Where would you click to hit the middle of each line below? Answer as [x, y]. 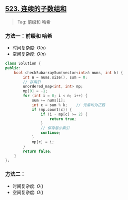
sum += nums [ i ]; [48, 100]
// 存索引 [32, 82]
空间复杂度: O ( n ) [29, 54]
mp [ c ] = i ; [43, 142]
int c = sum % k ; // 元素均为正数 [68, 105]
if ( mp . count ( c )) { [52, 109]
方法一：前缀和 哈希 [29, 36]
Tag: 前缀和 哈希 [34, 22]
